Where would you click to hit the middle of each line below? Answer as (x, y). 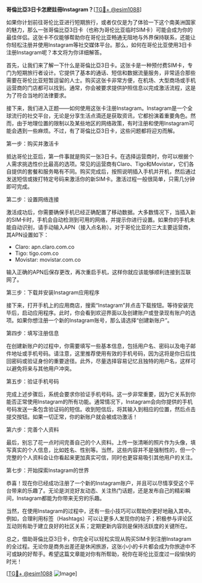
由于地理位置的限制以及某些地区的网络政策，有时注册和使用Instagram (103, 123)
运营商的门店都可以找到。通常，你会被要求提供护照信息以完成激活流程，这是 (101, 88)
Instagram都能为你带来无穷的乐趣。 (61, 498)
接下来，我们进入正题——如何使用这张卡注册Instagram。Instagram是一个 (97, 108)
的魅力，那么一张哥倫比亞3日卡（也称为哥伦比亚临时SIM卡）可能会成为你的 (100, 30)
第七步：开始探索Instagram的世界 (47, 470)
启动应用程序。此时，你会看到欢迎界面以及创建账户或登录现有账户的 (106, 313)
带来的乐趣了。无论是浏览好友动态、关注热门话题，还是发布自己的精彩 (98, 490)
